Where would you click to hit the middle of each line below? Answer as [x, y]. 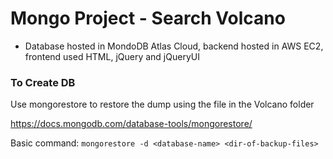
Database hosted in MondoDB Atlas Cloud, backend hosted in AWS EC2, [174, 46]
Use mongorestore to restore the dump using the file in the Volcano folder [162, 104]
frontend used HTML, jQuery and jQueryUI [112, 56]
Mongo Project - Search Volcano [148, 18]
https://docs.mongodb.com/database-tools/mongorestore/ [131, 124]
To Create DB [43, 82]
